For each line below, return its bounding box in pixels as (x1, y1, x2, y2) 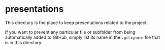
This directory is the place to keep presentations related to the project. (5, 20, 148, 25)
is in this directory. (5, 39, 43, 45)
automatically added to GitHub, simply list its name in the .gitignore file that (5, 34, 160, 40)
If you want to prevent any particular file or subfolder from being (5, 29, 135, 35)
